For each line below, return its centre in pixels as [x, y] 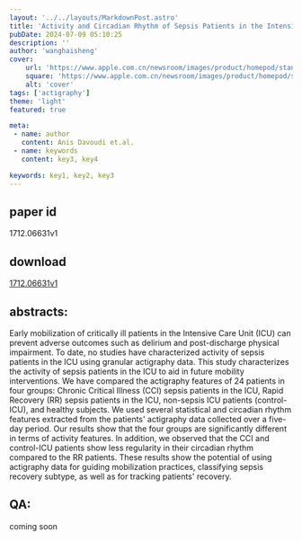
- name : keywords [45, 151]
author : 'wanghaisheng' [54, 51]
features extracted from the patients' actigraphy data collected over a [138, 419]
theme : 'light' [38, 101]
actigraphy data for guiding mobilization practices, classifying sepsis [136, 466]
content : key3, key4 [60, 159]
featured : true [38, 110]
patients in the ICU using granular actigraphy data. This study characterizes [149, 361]
